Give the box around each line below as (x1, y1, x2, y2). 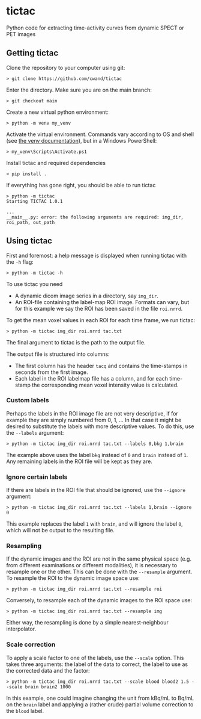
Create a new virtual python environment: (6, 108, 109, 116)
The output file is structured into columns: (6, 350, 110, 358)
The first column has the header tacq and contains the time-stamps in (14, 362, 188, 369)
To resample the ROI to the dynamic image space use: (6, 574, 140, 582)
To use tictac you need (6, 280, 63, 287)
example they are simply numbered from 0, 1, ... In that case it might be (6, 416, 182, 423)
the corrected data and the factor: (6, 667, 90, 674)
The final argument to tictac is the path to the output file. (6, 338, 146, 346)
